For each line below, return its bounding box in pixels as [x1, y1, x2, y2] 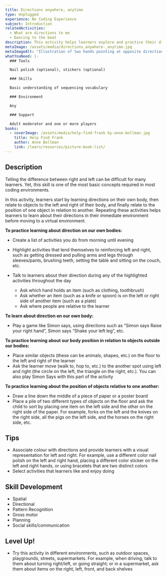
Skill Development [5, 482, 63, 491]
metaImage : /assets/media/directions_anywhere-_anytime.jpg [5, 44, 133, 49]
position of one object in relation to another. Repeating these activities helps [5, 207, 161, 213]
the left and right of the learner [12, 358, 76, 364]
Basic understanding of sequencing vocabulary [9, 85, 108, 90]
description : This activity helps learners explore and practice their [5, 40, 157, 45]
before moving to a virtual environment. [5, 217, 86, 223]
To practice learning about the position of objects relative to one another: [5, 383, 160, 389]
